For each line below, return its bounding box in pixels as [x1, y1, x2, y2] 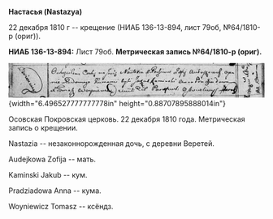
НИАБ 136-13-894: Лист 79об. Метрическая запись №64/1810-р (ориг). [8, 47, 262, 56]
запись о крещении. [8, 123, 79, 133]
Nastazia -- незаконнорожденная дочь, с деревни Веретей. [8, 139, 215, 148]
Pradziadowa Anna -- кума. [8, 186, 102, 195]
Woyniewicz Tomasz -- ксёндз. [8, 202, 114, 212]
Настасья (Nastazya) [8, 7, 83, 16]
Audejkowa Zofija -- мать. [8, 154, 96, 165]
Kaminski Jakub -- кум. [8, 170, 88, 180]
